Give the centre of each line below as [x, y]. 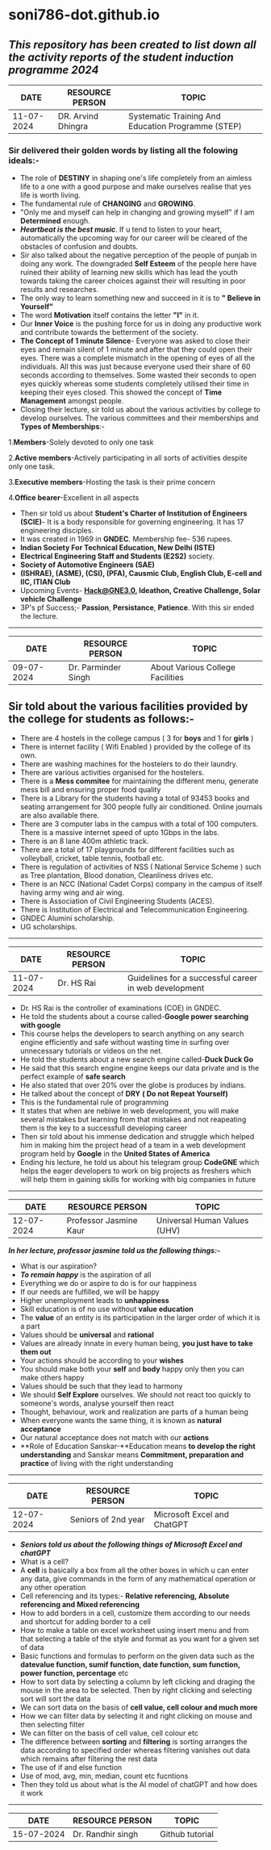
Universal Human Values [202, 1221]
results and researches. [59, 290]
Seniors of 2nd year [107, 1520]
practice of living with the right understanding [96, 1464]
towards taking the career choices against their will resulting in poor [133, 281]
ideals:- [24, 161]
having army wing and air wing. [72, 892]
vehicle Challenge [51, 599]
